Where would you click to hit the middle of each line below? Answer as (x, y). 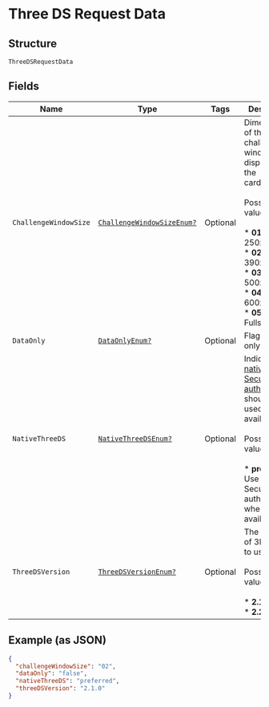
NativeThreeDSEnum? (135, 438)
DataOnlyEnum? (125, 340)
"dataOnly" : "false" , (52, 673)
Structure (33, 44)
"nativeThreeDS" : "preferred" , (68, 681)
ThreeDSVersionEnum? (137, 572)
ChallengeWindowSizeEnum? (147, 222)
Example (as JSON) (57, 640)
